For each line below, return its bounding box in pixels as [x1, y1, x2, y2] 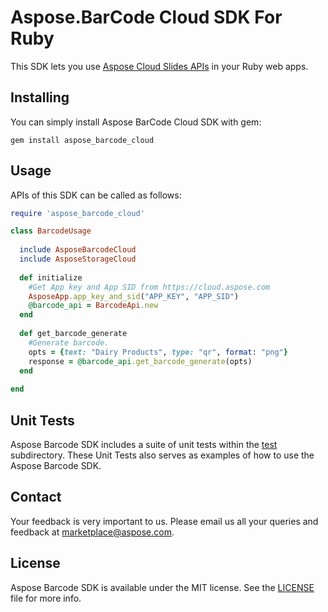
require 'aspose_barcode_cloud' [10, 208, 145, 218]
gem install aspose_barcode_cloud [10, 135, 155, 145]
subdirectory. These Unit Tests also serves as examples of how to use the [10, 449, 315, 461]
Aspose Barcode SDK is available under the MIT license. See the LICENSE [10, 581, 315, 593]
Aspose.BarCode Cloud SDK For [10, 6, 283, 29]
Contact [10, 489, 62, 506]
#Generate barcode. [28, 337, 110, 348]
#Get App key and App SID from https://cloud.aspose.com [28, 282, 271, 292]
